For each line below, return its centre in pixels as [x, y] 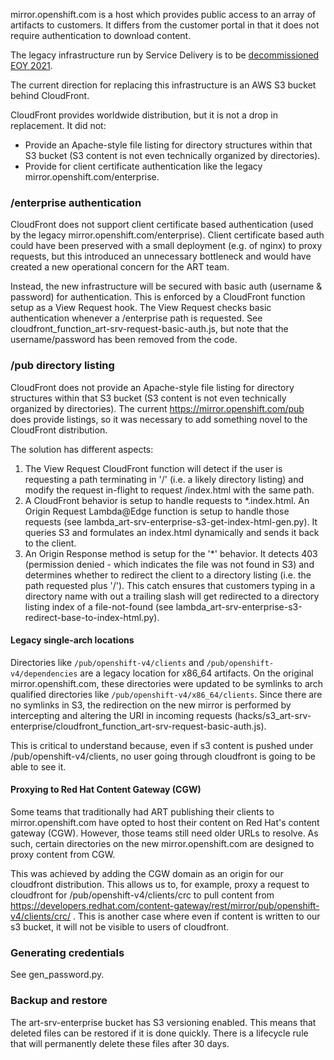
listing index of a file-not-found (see [99, 606]
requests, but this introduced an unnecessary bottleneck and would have [161, 256]
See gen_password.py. [57, 975]
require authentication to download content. [101, 35]
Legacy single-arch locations [72, 640]
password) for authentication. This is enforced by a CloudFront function [158, 297]
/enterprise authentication [76, 202]
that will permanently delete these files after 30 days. [120, 1043]
